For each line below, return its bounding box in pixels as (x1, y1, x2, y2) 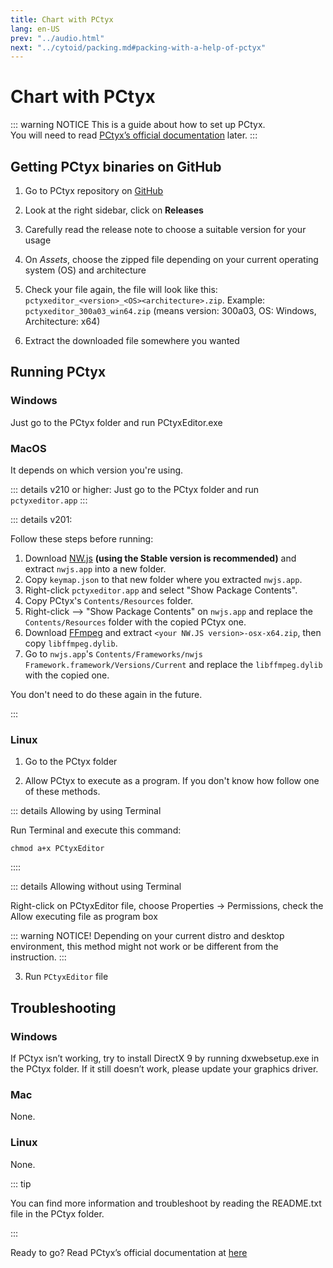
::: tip (10, 1177, 32, 1190)
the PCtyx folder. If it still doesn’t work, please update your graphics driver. (10, 1062, 319, 1075)
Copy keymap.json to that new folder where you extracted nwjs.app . (24, 573, 303, 585)
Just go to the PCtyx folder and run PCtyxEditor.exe (10, 416, 223, 428)
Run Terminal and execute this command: (10, 824, 182, 836)
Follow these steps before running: (10, 532, 154, 545)
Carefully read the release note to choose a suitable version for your (24, 224, 307, 235)
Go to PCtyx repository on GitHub (24, 185, 164, 196)
